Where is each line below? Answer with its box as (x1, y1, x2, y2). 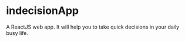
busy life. (6, 29, 28, 36)
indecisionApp (6, 4, 79, 17)
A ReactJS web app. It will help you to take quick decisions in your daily (6, 23, 180, 30)
